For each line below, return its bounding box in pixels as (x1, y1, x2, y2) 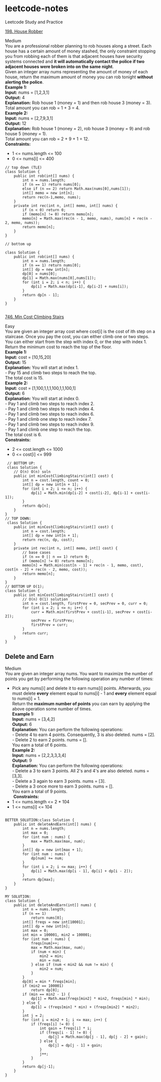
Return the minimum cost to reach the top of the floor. (5, 343, 112, 350)
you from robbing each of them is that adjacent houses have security (5, 53, 143, 59)
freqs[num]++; (30, 941, 59, 945)
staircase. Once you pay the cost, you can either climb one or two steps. (5, 333, 150, 339)
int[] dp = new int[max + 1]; (22, 847, 83, 852)
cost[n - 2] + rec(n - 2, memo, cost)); (5, 567, 88, 572)
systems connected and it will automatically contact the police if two (5, 58, 145, 64)
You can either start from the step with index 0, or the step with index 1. (5, 339, 147, 344)
